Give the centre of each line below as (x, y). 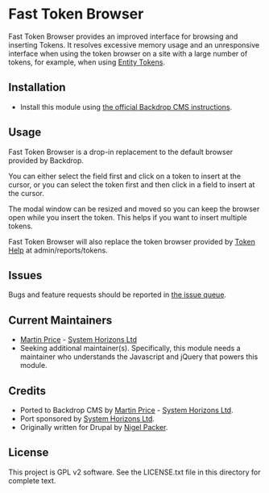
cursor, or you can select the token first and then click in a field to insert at (132, 184)
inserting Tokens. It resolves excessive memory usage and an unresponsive (134, 44)
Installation (37, 88)
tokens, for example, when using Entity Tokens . (87, 62)
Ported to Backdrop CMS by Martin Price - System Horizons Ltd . (126, 410)
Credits (27, 391)
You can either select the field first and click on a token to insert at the (125, 176)
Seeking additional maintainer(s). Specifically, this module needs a (130, 349)
